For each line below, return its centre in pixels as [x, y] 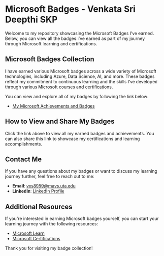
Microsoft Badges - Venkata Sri [70, 9]
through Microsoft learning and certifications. [51, 43]
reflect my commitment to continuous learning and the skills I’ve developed [81, 81]
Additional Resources [39, 206]
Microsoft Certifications [36, 239]
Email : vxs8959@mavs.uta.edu [44, 186]
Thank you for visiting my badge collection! [49, 248]
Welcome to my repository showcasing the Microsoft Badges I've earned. [80, 33]
